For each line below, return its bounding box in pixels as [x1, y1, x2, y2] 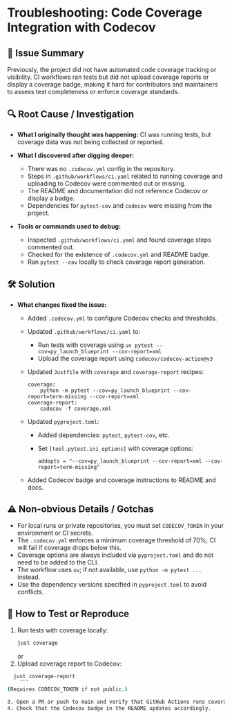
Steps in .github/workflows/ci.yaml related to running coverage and [27, 172, 223, 180]
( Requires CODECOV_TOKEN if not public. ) [7, 686, 128, 693]
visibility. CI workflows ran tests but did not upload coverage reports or [7, 73, 209, 81]
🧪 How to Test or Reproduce [7, 607, 130, 619]
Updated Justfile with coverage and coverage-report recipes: [27, 367, 204, 375]
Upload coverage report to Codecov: [17, 659, 122, 668]
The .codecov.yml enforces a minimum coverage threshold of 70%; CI [17, 536, 216, 544]
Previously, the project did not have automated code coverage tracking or [7, 66, 217, 73]
